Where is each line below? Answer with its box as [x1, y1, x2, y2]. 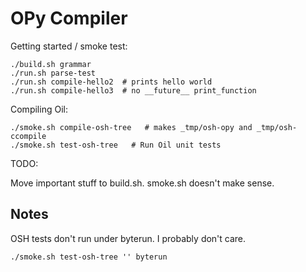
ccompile [10, 131, 47, 141]
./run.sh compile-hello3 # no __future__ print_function [10, 85, 257, 96]
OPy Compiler [10, 7, 128, 30]
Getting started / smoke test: [10, 40, 128, 52]
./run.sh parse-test [10, 68, 97, 78]
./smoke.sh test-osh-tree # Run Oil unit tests [10, 140, 222, 150]
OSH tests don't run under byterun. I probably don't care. [10, 232, 247, 244]
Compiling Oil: [10, 103, 68, 115]
